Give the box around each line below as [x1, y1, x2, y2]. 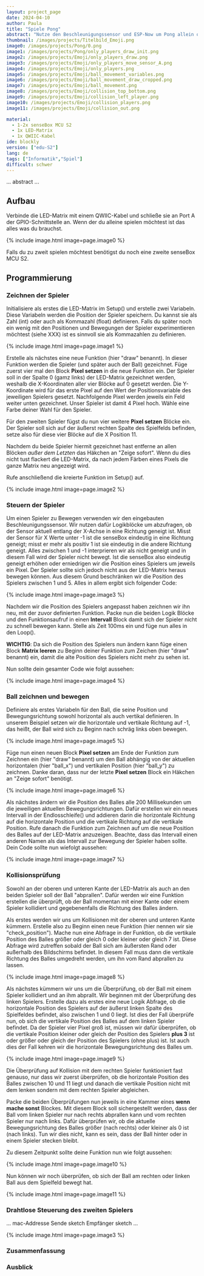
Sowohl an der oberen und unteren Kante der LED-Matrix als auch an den [6, 884, 190, 892]
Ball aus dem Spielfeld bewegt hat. [6, 1179, 93, 1186]
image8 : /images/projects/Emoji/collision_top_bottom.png [6, 88, 156, 94]
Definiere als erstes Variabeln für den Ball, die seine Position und [6, 706, 168, 713]
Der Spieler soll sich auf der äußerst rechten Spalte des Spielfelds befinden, [6, 424, 196, 431]
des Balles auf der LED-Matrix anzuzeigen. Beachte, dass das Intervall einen [6, 831, 197, 838]
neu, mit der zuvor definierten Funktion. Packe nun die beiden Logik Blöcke [6, 610, 194, 617]
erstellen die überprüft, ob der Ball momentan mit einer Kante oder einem [6, 898, 189, 905]
